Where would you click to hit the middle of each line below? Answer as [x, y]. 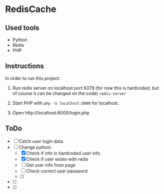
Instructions [24, 66]
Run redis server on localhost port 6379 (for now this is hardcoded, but [85, 88]
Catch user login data [41, 141]
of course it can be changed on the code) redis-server [69, 93]
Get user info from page [51, 165]
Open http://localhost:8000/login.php [51, 113]
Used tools [22, 28]
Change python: [35, 147]
